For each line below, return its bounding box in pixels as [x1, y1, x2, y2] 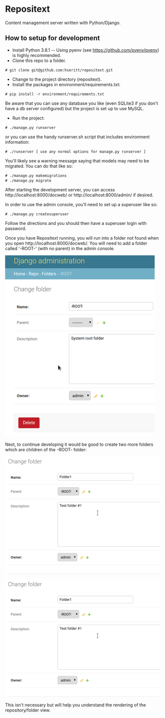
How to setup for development [5, 34, 100, 42]
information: [5, 139, 30, 145]
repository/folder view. [5, 707, 51, 713]
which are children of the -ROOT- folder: [5, 446, 87, 452]
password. [5, 225, 27, 231]
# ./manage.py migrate [5, 178, 52, 183]
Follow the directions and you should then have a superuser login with [5, 220, 147, 226]
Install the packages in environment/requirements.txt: [12, 81, 121, 87]
